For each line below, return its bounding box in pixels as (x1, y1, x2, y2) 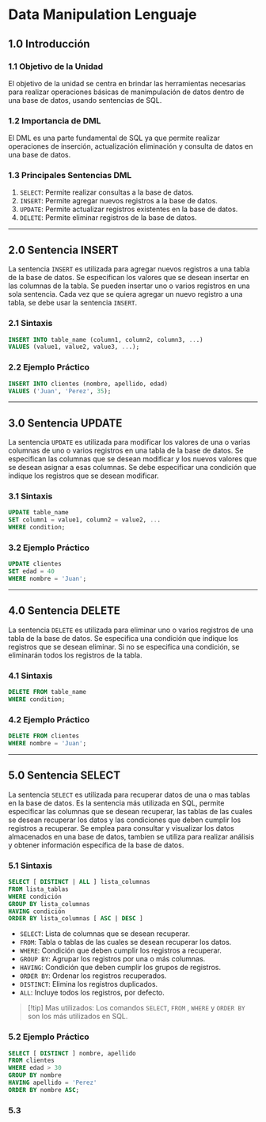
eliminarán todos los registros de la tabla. (8, 650, 142, 660)
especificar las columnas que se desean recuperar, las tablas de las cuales (8, 806, 253, 816)
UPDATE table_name (8, 509, 69, 517)
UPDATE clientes (8, 560, 62, 568)
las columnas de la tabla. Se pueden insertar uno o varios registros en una (8, 281, 251, 290)
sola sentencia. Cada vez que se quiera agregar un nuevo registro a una (8, 290, 243, 299)
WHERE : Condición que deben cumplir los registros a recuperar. (19, 946, 222, 955)
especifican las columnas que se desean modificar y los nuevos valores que (8, 454, 257, 464)
